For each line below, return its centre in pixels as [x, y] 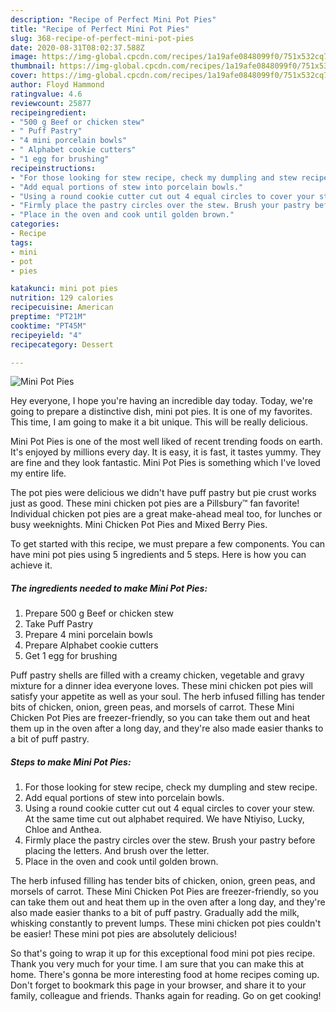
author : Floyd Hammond [57, 85]
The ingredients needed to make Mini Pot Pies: [109, 588]
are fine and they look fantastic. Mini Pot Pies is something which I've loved [165, 463]
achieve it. [31, 565]
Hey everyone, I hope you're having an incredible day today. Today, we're [161, 401]
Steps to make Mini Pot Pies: [71, 762]
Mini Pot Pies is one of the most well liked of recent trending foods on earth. [166, 442]
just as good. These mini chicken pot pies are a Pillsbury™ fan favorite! [155, 503]
